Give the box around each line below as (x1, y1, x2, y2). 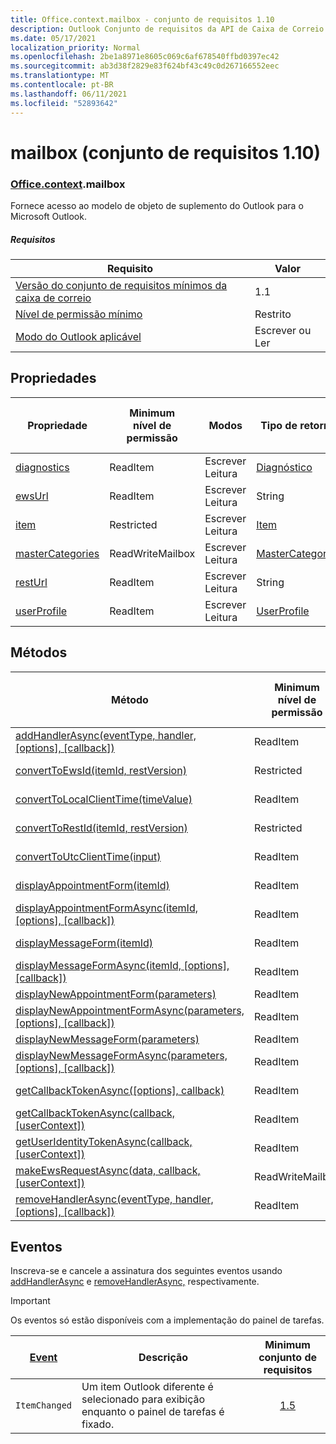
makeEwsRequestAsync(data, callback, (15, 1163, 201, 1177)
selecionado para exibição (81, 1392, 206, 1406)
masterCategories (15, 546, 100, 560)
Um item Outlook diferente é (81, 1380, 214, 1394)
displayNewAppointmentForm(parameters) (15, 987, 217, 1001)
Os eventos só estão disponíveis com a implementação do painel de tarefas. (10, 1314, 325, 1326)
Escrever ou (254, 323, 312, 337)
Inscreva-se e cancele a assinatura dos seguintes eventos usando (10, 1265, 283, 1277)
